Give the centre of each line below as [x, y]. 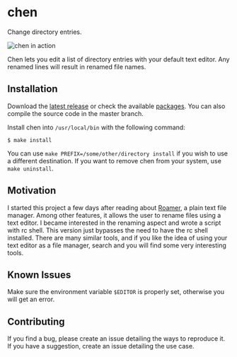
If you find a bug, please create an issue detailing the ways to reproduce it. [116, 339]
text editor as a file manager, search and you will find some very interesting [117, 245]
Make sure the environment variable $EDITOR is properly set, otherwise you [116, 292]
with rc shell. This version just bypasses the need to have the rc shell [108, 230]
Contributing [36, 321]
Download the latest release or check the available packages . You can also [116, 106]
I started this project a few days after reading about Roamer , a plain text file [117, 207]
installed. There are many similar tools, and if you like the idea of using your [117, 238]
